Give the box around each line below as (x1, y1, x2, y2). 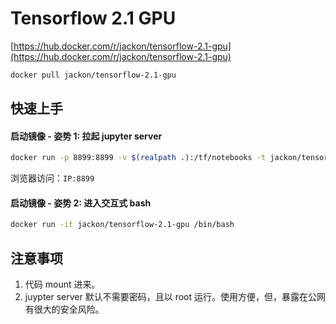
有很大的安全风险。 (24, 303, 105, 316)
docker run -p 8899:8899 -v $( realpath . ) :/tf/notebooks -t (10, 153, 267, 163)
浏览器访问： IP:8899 (10, 172, 95, 184)
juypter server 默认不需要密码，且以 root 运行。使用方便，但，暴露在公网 (24, 291, 327, 303)
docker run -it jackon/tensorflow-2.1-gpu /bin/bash (10, 220, 235, 230)
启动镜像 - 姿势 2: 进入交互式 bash (10, 197, 152, 209)
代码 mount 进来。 (24, 278, 101, 291)
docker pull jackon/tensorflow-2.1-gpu (10, 70, 177, 80)
